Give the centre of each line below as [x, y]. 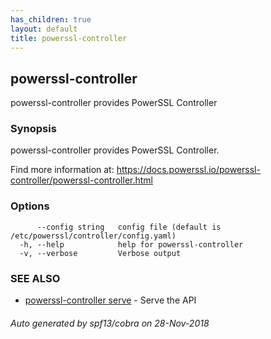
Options [30, 206]
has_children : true [51, 19]
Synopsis [33, 129]
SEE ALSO [35, 278]
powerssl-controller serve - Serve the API [110, 300]
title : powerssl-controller [69, 38]
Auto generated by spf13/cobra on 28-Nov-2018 [110, 323]
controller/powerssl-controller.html [81, 180]
